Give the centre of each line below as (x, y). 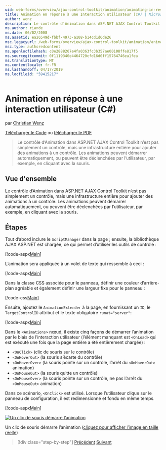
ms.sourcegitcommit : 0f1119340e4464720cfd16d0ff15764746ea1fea (72, 56)
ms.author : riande (24, 28)
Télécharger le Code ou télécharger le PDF (49, 132)
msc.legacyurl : (21, 42)
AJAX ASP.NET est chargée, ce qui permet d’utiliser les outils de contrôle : (81, 245)
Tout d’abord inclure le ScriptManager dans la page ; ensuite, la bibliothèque (82, 239)
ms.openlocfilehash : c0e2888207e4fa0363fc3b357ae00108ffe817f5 (72, 51)
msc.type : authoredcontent (33, 47)
